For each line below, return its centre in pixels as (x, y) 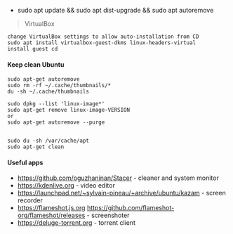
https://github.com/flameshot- (131, 208)
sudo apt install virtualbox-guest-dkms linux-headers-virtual (102, 43)
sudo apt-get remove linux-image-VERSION (69, 110)
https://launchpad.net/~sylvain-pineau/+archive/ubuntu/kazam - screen (121, 193)
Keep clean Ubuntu (36, 64)
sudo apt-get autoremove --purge (56, 122)
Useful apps (25, 162)
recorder (30, 200)
